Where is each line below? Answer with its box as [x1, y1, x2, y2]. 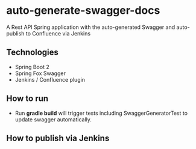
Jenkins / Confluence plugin [14, 76, 86, 83]
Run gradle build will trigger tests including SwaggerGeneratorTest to [14, 109, 188, 117]
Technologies [6, 47, 59, 58]
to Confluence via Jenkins [25, 29, 91, 37]
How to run [6, 94, 49, 104]
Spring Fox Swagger [14, 70, 66, 77]
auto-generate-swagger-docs [6, 4, 160, 17]
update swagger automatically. [14, 115, 92, 123]
